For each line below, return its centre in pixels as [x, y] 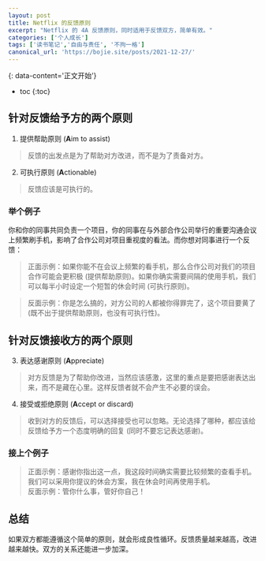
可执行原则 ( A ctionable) [58, 172]
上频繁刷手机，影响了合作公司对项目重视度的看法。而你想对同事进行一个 [125, 240]
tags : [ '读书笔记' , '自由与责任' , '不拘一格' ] [77, 45]
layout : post [30, 15]
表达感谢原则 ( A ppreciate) [62, 361]
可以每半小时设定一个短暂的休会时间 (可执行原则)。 [110, 286]
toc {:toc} [35, 91]
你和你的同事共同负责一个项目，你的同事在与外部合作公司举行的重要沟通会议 [132, 230]
